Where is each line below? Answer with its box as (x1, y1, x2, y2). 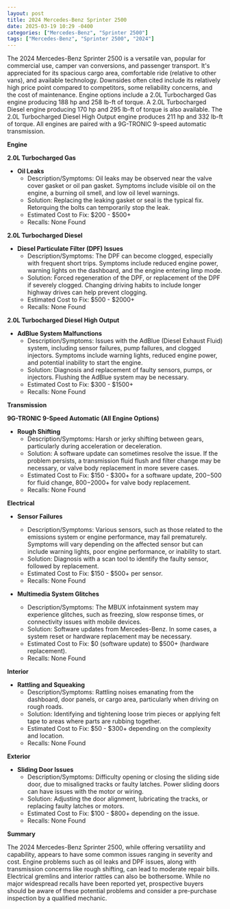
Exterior (7, 752, 31, 761)
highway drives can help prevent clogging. (27, 289, 148, 297)
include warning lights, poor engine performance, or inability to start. (27, 548, 222, 556)
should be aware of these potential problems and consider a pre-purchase (7, 887, 217, 895)
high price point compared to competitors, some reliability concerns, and (7, 84, 213, 92)
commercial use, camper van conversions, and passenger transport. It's (7, 62, 210, 70)
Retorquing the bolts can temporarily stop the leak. (27, 204, 170, 212)
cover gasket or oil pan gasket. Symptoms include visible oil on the (27, 182, 216, 190)
